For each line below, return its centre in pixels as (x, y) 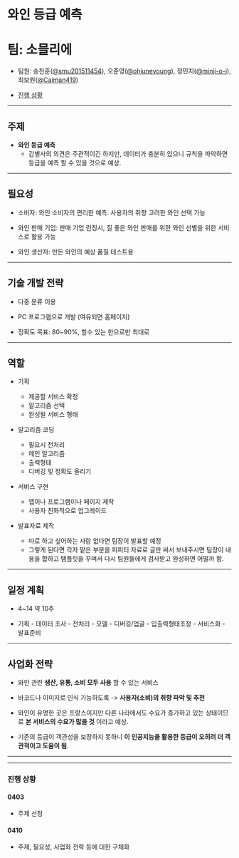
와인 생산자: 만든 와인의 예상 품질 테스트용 (75, 252)
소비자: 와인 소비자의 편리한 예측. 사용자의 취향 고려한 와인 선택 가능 (111, 212)
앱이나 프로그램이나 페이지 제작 (71, 502)
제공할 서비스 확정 (53, 397)
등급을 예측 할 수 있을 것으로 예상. (75, 162)
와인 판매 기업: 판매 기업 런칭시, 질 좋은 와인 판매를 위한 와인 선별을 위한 (117, 227)
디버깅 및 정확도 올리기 (60, 472)
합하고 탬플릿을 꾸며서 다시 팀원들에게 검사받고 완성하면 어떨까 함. (133, 559)
